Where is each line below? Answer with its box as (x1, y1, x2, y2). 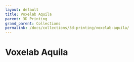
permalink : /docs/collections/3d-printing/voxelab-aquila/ (5, 26, 130, 31)
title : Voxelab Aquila (5, 12, 52, 17)
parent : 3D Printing (5, 16, 48, 21)
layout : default (5, 7, 39, 12)
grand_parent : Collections (5, 21, 61, 26)
